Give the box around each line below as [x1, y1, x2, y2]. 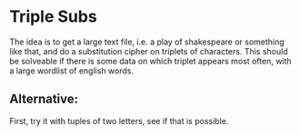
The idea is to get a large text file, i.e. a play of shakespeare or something [9, 36, 285, 47]
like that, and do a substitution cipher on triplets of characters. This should [9, 45, 288, 56]
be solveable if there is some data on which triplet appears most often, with [9, 55, 293, 66]
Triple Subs [9, 6, 97, 27]
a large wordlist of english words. [9, 65, 135, 76]
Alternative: [9, 92, 79, 107]
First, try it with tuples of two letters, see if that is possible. [9, 115, 229, 126]
